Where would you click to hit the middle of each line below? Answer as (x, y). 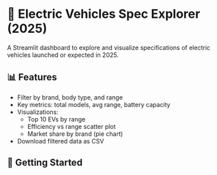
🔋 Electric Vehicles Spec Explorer (104, 14)
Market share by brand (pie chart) (75, 134)
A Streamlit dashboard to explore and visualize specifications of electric (109, 47)
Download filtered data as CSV (60, 141)
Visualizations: (37, 112)
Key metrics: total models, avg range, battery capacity (93, 104)
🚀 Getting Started (45, 163)
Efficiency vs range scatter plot (71, 126)
